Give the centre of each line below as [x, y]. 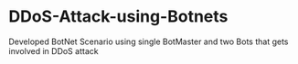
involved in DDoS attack [53, 50]
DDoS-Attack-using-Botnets [118, 17]
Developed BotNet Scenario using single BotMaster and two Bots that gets [149, 41]
